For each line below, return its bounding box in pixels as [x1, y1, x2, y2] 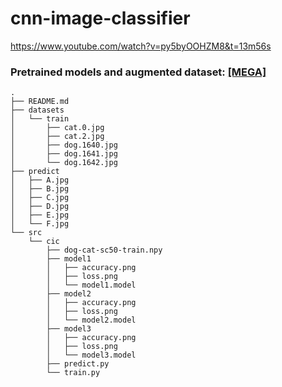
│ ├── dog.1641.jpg [10, 149, 118, 159]
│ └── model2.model [46, 315, 137, 326]
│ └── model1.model [46, 280, 137, 291]
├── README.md [10, 97, 70, 107]
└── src [10, 228, 43, 238]
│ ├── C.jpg [10, 193, 70, 203]
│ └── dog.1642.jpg [10, 158, 118, 168]
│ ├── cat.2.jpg [10, 132, 105, 142]
